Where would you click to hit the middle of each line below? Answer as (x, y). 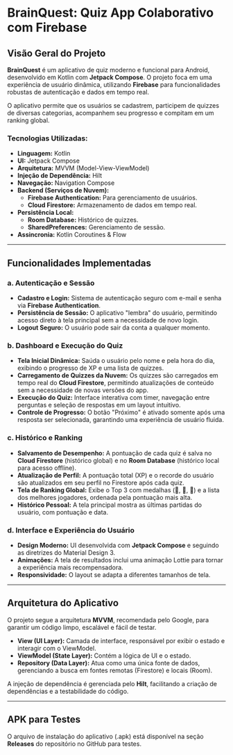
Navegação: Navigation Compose (66, 183)
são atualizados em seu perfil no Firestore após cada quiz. (101, 482)
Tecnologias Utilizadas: (48, 138)
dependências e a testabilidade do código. (68, 691)
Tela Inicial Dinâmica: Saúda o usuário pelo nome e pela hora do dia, (116, 361)
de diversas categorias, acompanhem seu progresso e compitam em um (111, 113)
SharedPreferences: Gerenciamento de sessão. (96, 227)
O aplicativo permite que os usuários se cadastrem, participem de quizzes (113, 105)
